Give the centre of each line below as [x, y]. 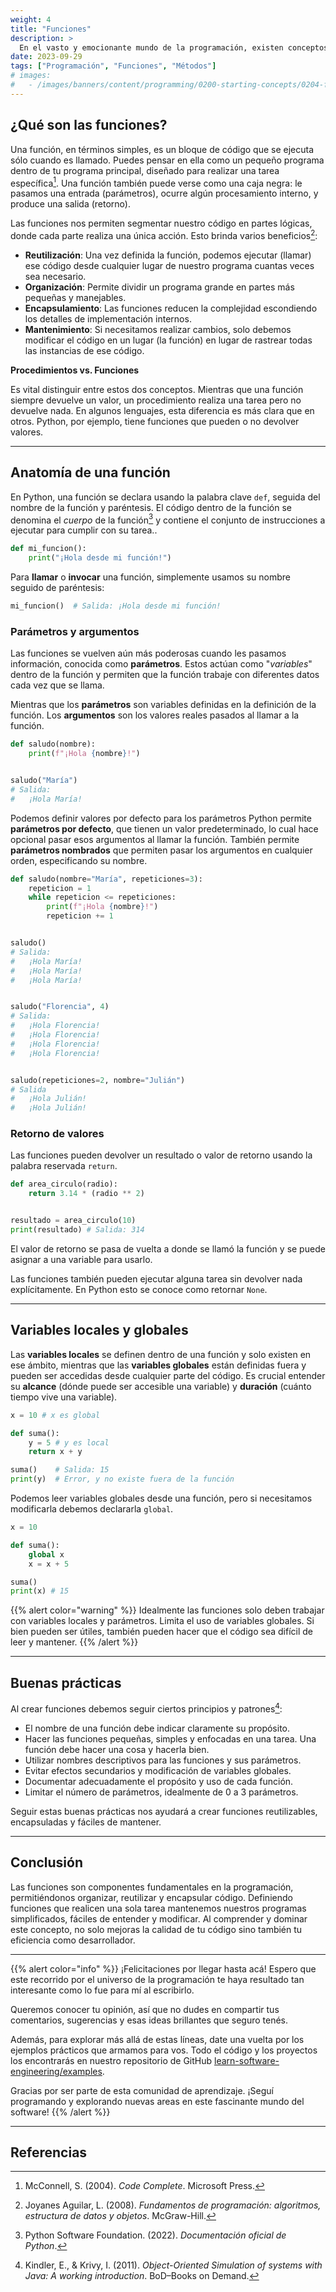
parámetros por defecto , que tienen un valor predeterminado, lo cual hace [164, 828]
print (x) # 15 [40, 1591]
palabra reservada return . [64, 1166]
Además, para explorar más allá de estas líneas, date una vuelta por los [157, 2039]
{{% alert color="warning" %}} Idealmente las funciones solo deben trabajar [167, 1610]
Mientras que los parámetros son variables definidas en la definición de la [163, 705]
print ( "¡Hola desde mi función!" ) [100, 558]
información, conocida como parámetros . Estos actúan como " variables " [161, 664]
